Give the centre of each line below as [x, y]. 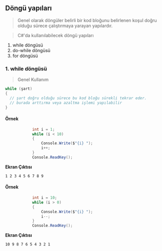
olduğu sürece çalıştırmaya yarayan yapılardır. [65, 26]
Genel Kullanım [33, 80]
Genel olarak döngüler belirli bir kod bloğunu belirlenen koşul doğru [87, 20]
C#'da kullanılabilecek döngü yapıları [55, 35]
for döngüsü [25, 56]
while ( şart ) [19, 89]
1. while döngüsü [26, 69]
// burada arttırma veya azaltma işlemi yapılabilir [66, 103]
